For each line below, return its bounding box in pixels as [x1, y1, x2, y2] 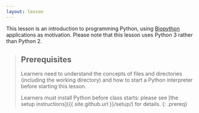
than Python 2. [6, 37, 42, 44]
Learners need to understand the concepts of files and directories [20, 70, 182, 78]
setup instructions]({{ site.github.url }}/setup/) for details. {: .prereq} [20, 101, 188, 108]
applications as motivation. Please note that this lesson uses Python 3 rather [6, 31, 193, 38]
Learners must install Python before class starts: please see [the [20, 94, 179, 101]
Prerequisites [20, 54, 72, 65]
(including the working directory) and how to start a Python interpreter [20, 76, 193, 83]
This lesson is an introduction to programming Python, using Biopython [6, 25, 180, 32]
